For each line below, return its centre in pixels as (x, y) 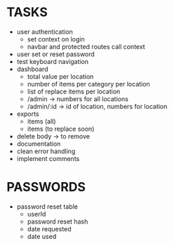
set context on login (56, 39)
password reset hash (58, 221)
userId (36, 214)
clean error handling (46, 151)
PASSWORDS (46, 187)
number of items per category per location (88, 84)
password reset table (47, 206)
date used (42, 236)
